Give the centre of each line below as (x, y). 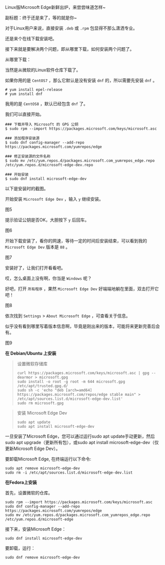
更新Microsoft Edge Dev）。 (33, 448)
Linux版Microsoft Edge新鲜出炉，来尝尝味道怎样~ (55, 7)
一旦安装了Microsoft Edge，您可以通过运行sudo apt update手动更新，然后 (80, 436)
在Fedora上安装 (21, 482)
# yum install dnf (24, 94)
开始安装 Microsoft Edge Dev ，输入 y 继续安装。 (54, 199)
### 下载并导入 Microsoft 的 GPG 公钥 (42, 124)
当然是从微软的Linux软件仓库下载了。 (43, 70)
